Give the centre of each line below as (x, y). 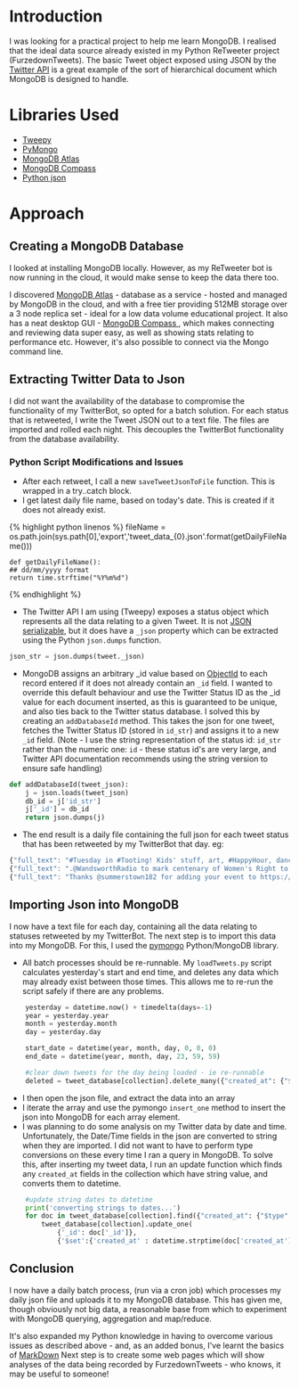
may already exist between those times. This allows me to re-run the (148, 981)
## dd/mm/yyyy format (49, 570)
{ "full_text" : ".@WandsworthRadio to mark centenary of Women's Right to (149, 869)
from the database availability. (65, 439)
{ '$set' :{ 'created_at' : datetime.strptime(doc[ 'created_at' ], (176, 1241)
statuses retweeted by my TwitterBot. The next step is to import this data (143, 936)
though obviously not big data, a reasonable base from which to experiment (148, 1309)
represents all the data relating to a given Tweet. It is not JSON (137, 620)
